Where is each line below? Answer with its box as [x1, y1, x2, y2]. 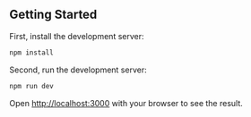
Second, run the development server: [9, 64, 147, 75]
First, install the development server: [9, 30, 144, 41]
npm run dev [9, 81, 54, 90]
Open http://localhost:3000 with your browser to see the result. [9, 97, 244, 108]
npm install [9, 48, 54, 57]
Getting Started [9, 7, 98, 22]
